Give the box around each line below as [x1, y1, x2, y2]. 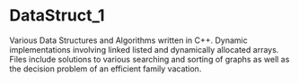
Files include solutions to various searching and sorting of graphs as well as [9, 54, 290, 64]
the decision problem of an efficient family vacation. [9, 63, 202, 74]
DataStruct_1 [9, 5, 105, 26]
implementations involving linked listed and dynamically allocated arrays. [9, 44, 279, 54]
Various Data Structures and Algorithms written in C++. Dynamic [9, 35, 249, 46]
